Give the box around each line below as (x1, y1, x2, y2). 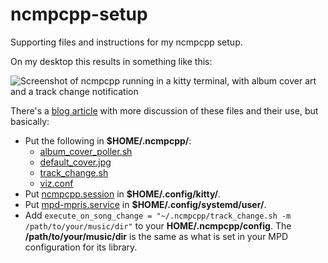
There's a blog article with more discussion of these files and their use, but (10, 104, 319, 117)
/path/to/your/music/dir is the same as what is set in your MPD (24, 230, 289, 242)
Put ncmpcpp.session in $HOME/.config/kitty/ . (24, 188, 222, 200)
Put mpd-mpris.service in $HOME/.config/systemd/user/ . (24, 198, 267, 210)
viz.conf (39, 177, 74, 189)
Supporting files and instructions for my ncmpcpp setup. (10, 36, 243, 48)
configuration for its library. (24, 241, 138, 253)
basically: (10, 115, 50, 127)
